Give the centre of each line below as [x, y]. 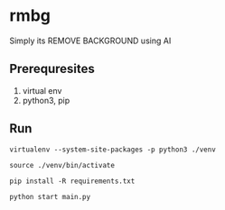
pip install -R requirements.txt [72, 181]
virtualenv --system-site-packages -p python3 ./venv [113, 150]
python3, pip [46, 100]
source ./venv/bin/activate [62, 165]
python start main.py [50, 196]
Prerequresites [52, 69]
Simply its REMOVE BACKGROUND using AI [90, 41]
